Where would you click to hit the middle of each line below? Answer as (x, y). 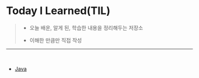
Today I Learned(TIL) (58, 11)
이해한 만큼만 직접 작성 (56, 40)
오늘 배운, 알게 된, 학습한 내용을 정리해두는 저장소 (86, 28)
